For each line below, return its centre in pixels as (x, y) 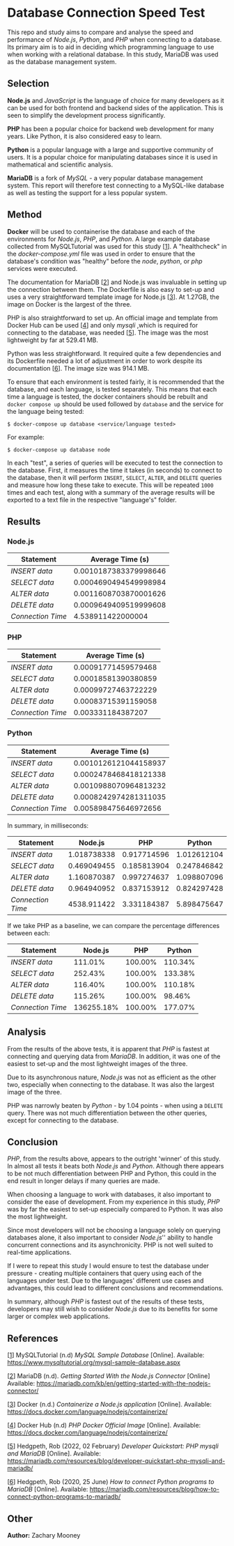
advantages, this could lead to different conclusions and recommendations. (116, 1288)
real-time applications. (39, 1253)
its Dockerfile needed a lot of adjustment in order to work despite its (105, 361)
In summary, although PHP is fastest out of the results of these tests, (106, 1301)
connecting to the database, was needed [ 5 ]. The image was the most (108, 332)
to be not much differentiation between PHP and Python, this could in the (112, 1174)
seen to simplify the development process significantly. (86, 115)
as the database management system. (62, 61)
